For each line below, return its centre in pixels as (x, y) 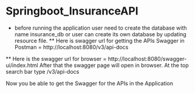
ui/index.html (22, 65)
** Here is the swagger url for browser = (56, 59)
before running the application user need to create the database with (101, 28)
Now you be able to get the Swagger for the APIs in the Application (90, 83)
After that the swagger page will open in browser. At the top (114, 65)
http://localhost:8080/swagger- (147, 59)
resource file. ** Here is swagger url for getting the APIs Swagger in (99, 40)
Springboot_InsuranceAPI (72, 11)
